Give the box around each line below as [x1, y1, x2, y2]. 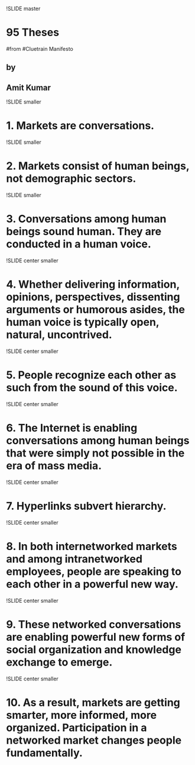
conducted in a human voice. [6, 237, 152, 251]
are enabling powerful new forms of [6, 630, 186, 644]
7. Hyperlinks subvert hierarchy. [6, 499, 167, 513]
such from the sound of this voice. [6, 381, 178, 394]
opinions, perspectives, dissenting [6, 290, 180, 304]
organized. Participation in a [6, 721, 147, 734]
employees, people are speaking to [6, 565, 182, 578]
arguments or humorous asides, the [6, 303, 185, 316]
